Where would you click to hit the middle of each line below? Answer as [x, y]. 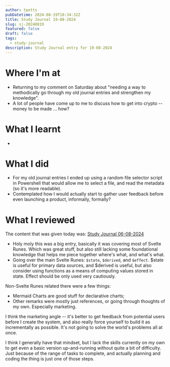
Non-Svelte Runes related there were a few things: [58, 286]
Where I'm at [33, 73]
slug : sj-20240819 [25, 24]
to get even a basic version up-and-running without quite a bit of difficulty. [83, 348]
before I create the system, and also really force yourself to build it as [78, 322]
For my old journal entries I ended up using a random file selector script [87, 178]
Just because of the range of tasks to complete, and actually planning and [83, 353]
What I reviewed [40, 220]
